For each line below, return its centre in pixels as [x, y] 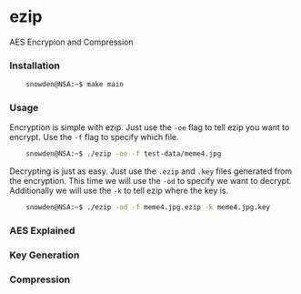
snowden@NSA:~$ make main [75, 85]
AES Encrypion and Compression [71, 42]
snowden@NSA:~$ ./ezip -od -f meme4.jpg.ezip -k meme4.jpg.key [148, 208]
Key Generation [45, 255]
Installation [35, 66]
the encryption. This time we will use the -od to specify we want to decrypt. [151, 181]
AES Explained [42, 231]
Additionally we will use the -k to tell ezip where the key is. [119, 191]
